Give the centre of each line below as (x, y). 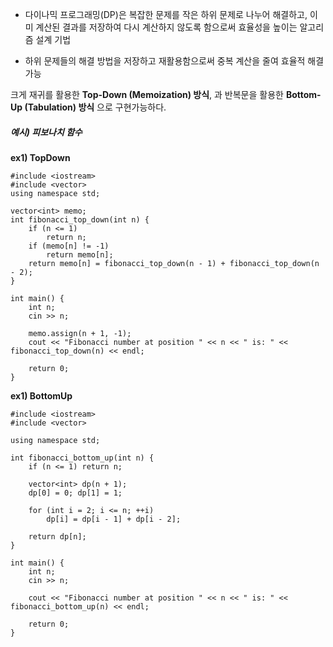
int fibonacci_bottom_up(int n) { (82, 458)
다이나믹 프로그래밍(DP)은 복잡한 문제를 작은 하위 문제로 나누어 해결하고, (166, 14)
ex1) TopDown (40, 157)
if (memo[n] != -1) (69, 246)
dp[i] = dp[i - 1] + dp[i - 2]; (114, 519)
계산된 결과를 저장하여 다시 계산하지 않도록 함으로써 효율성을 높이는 (166, 27)
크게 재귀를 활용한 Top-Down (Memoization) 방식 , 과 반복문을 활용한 (147, 94)
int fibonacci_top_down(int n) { (80, 219)
